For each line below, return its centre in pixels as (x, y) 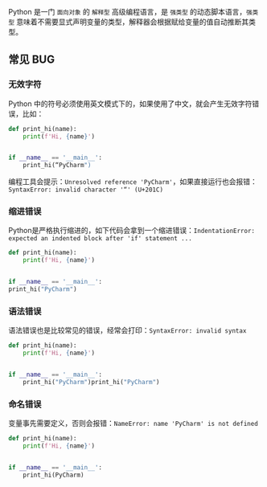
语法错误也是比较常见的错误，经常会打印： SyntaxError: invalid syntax (127, 330)
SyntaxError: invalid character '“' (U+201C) (86, 190)
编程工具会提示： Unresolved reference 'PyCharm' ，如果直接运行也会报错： (133, 182)
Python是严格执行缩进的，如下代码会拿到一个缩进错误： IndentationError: (132, 231)
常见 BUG (31, 60)
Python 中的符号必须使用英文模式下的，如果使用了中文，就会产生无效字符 (130, 104)
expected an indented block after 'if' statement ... (101, 239)
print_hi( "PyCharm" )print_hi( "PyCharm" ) (91, 382)
